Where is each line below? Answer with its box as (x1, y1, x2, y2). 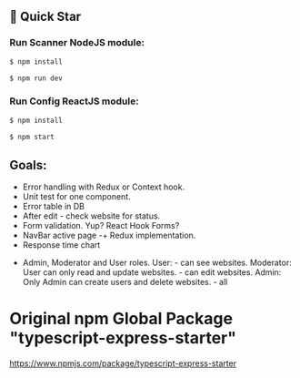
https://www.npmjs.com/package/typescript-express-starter (9, 358, 237, 369)
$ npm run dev (9, 74, 64, 83)
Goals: (9, 157, 47, 173)
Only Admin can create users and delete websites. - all (22, 277, 228, 288)
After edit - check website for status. (22, 210, 161, 221)
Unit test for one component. (22, 191, 131, 202)
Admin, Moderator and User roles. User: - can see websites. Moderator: (22, 257, 293, 269)
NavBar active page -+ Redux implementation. (22, 230, 196, 241)
